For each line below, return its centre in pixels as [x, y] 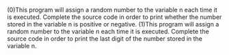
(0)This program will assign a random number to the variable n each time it [112, 10]
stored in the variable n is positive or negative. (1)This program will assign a [113, 24]
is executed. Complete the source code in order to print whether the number [114, 17]
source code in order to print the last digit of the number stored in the [105, 39]
